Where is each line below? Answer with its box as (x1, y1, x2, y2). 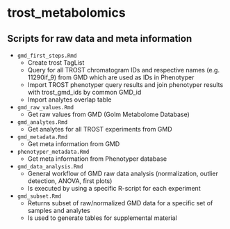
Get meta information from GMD (27, 140, 120, 148)
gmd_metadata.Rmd (17, 134, 68, 141)
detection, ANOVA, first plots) (27, 177, 113, 185)
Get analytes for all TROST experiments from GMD (27, 125, 172, 133)
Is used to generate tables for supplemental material (27, 214, 177, 222)
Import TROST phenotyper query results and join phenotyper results (27, 81, 224, 88)
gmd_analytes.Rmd (17, 119, 68, 126)
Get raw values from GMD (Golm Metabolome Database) (27, 110, 190, 118)
